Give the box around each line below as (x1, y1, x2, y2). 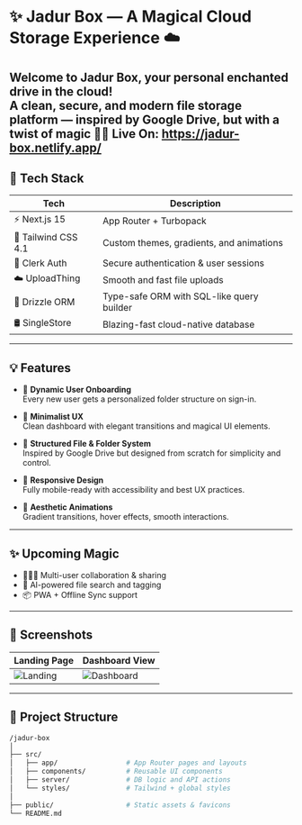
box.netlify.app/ (9, 140, 102, 155)
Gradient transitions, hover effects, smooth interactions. (22, 512, 229, 522)
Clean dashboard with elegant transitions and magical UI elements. (22, 421, 271, 431)
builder (102, 302, 133, 314)
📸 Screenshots (9, 628, 93, 643)
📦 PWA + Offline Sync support (22, 590, 138, 601)
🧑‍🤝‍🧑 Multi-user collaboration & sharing (22, 570, 167, 581)
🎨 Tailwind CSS (13, 231, 78, 244)
